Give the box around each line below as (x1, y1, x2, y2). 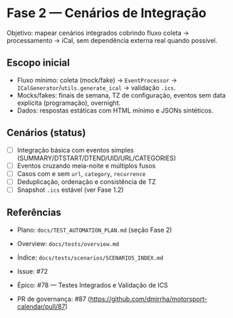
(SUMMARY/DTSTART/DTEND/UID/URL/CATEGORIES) (16, 153, 176, 162)
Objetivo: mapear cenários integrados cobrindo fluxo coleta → (6, 29, 190, 37)
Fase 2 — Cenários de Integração (6, 5, 207, 21)
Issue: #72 (16, 267, 48, 275)
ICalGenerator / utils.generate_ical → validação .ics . (16, 83, 176, 92)
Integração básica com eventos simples (16, 145, 134, 154)
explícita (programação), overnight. (16, 98, 121, 107)
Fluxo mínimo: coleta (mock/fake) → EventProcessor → (16, 76, 177, 84)
